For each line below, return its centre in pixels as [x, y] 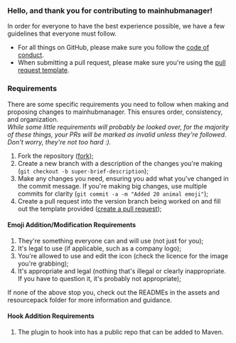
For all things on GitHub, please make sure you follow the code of [113, 48]
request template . [43, 70]
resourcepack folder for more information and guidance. [90, 300]
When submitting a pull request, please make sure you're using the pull [122, 63]
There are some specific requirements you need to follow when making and [118, 104]
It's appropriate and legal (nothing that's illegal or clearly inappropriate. [122, 271]
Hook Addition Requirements [51, 316]
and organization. [33, 119]
